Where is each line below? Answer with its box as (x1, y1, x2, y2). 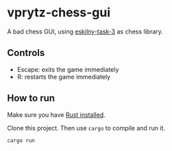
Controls (7, 47, 45, 59)
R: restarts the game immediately (16, 72, 111, 81)
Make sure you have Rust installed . (7, 111, 106, 119)
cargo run (7, 137, 36, 144)
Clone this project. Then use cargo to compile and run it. (7, 124, 166, 132)
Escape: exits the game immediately (16, 65, 119, 73)
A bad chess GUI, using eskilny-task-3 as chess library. (7, 27, 163, 36)
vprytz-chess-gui (7, 5, 111, 20)
